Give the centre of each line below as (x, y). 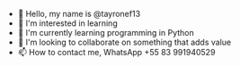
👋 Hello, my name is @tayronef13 (79, 14)
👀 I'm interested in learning (68, 23)
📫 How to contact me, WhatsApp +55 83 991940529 (116, 52)
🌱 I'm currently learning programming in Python (106, 33)
